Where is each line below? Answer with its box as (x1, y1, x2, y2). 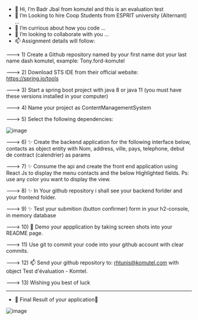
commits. (6, 247, 29, 254)
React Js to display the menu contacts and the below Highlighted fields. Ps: (6, 169, 190, 177)
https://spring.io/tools (6, 75, 59, 82)
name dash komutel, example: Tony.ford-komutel (6, 57, 125, 64)
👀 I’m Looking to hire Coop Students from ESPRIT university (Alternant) (14, 12, 187, 19)
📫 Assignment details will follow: (14, 37, 95, 44)
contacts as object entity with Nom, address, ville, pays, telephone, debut (6, 145, 184, 152)
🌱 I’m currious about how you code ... (14, 24, 106, 31)
